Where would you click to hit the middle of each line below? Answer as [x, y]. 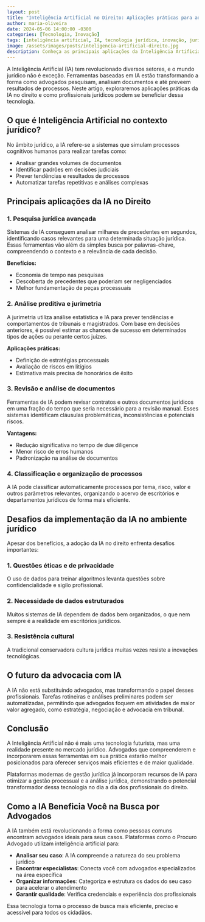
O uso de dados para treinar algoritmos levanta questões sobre [86, 579]
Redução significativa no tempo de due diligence [77, 445]
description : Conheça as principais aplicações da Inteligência [90, 52]
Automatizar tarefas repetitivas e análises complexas [82, 182]
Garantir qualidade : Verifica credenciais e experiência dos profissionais [106, 894]
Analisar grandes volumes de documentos [69, 163]
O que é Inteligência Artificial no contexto [87, 120]
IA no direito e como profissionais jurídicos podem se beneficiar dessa [95, 94]
